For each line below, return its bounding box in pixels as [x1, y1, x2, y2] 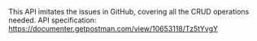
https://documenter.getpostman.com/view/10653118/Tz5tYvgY [8, 24, 218, 33]
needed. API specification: [8, 15, 97, 25]
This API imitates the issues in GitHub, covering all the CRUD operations [8, 7, 250, 16]
